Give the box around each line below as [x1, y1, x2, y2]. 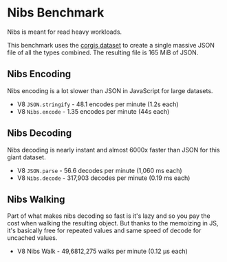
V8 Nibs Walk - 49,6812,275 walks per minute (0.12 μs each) [17, 247, 188, 256]
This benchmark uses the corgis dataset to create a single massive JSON [7, 41, 215, 49]
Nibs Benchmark [7, 5, 105, 21]
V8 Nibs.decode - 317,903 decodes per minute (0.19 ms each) [17, 174, 191, 182]
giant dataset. [7, 153, 46, 161]
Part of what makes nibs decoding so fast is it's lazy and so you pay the [7, 212, 211, 220]
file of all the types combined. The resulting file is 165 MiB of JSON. [7, 48, 199, 57]
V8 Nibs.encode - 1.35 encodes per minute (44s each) [17, 107, 170, 115]
